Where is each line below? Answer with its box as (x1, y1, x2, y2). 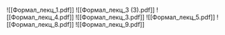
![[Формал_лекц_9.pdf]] (75, 21, 145, 28)
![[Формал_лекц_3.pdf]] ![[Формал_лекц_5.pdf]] (75, 13, 215, 21)
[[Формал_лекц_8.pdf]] (6, 21, 74, 28)
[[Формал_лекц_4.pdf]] (6, 13, 74, 21)
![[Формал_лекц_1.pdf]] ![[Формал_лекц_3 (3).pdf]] (6, 6, 155, 14)
